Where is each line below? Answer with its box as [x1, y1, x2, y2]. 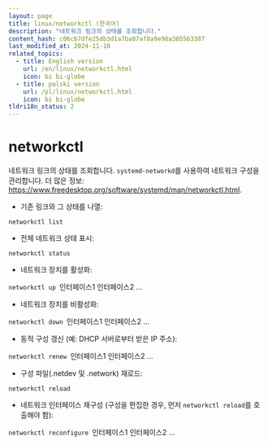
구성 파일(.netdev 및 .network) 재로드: [19, 369, 144, 378]
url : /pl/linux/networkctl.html [23, 87, 132, 96]
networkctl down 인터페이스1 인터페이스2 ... [8, 316, 150, 326]
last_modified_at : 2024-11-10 [8, 42, 111, 50]
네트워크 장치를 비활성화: [19, 299, 99, 309]
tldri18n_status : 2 [8, 103, 75, 111]
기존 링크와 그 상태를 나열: [19, 202, 103, 212]
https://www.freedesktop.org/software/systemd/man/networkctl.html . [8, 185, 242, 195]
